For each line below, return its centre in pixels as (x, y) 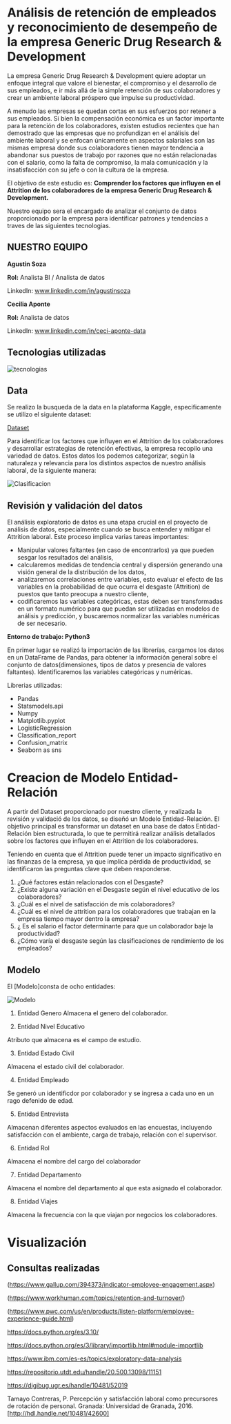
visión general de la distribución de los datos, (81, 572)
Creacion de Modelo (66, 778)
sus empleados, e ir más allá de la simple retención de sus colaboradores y (114, 90)
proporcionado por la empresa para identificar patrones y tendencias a (108, 218)
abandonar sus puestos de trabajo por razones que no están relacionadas (112, 155)
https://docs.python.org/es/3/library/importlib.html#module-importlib (105, 1345)
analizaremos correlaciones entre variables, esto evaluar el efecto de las (120, 580)
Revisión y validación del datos (75, 506)
